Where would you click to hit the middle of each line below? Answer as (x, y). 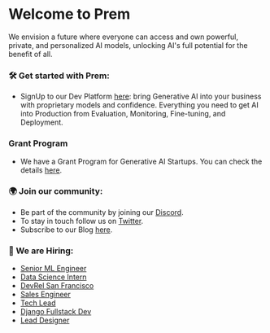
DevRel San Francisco (57, 286)
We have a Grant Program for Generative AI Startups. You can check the (141, 161)
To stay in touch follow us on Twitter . (82, 221)
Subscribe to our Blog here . (66, 230)
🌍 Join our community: (56, 191)
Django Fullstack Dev (56, 312)
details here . (41, 170)
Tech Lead (38, 303)
